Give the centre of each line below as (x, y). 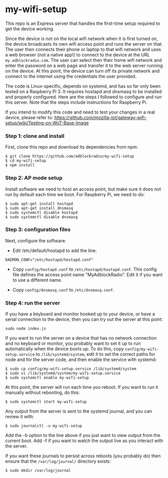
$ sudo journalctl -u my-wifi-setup (44, 426)
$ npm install (20, 165)
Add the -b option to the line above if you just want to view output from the (83, 435)
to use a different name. (37, 280)
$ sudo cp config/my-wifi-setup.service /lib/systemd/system (71, 369)
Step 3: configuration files (38, 230)
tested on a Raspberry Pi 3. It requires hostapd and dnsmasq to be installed (83, 91)
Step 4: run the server (33, 303)
